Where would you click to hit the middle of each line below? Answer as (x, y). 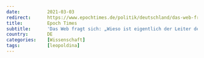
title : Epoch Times (42, 23)
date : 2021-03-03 (40, 12)
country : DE (29, 34)
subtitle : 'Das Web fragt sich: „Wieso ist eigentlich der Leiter (99, 29)
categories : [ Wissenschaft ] (46, 40)
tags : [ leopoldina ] (43, 46)
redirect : (19, 18)
